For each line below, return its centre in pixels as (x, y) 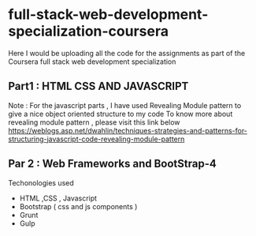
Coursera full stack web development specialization (92, 62)
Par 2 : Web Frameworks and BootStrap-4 (112, 164)
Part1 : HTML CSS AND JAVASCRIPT (98, 86)
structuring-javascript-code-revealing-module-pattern (96, 139)
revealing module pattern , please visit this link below (94, 122)
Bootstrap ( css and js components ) (78, 206)
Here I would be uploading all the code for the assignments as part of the (127, 53)
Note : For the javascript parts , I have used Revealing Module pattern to (125, 105)
